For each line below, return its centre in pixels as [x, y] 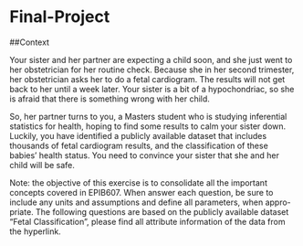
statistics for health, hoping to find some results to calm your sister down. [148, 126]
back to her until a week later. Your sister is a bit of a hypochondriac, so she [152, 89]
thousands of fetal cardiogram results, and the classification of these [139, 145]
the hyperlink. [35, 231]
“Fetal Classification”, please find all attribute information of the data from [147, 221]
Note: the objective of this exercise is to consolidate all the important [138, 182]
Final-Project [60, 17]
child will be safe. [42, 165]
